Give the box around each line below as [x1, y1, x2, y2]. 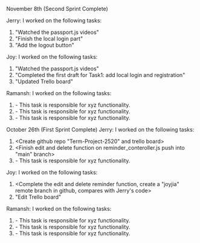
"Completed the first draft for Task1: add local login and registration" [15, 72, 185, 78]
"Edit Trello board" [15, 193, 62, 201]
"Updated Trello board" [15, 78, 74, 85]
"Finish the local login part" [15, 35, 83, 42]
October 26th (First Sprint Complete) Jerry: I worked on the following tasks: [6, 126, 195, 133]
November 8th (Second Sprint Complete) [6, 5, 109, 12]
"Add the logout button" [15, 42, 74, 48]
